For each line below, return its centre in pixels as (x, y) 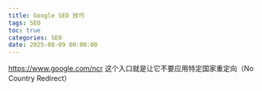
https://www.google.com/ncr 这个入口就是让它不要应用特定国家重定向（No (131, 69)
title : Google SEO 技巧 (47, 15)
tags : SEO (25, 23)
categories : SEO (35, 38)
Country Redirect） (40, 78)
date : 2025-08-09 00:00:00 (53, 45)
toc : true (25, 30)
